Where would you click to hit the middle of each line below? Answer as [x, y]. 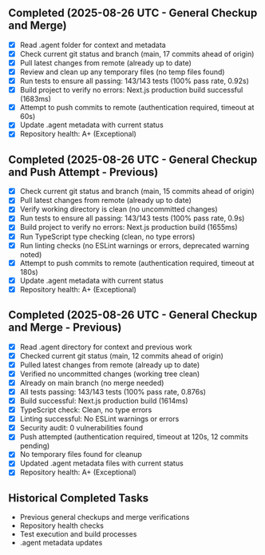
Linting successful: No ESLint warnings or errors [99, 419]
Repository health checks [61, 525]
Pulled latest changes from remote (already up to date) [110, 365]
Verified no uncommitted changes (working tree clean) [110, 374]
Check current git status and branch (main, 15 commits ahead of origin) [137, 192]
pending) [35, 446]
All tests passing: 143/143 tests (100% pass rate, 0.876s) [113, 391]
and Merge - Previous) [65, 328]
